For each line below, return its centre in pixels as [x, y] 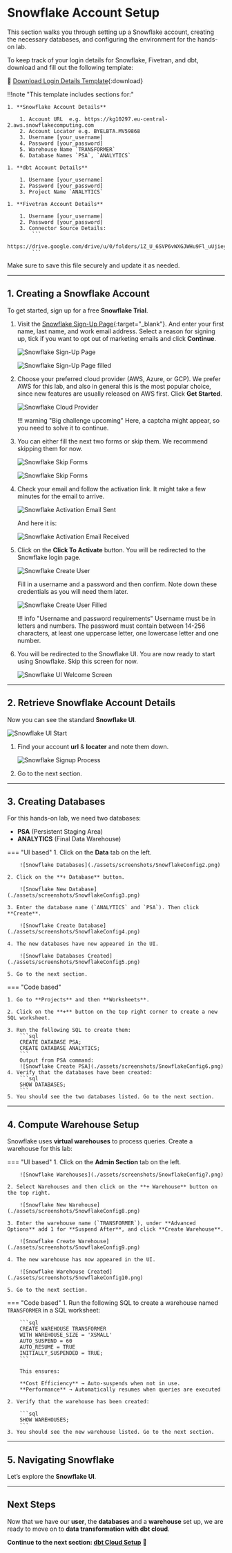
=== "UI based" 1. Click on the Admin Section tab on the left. [94, 1162]
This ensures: [40, 1371]
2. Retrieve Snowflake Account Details [91, 703]
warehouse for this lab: [40, 1149]
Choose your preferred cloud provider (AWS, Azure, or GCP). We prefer [119, 378]
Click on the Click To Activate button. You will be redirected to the [111, 550]
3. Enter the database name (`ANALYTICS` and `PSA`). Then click [103, 908]
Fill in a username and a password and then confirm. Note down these [117, 584]
